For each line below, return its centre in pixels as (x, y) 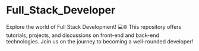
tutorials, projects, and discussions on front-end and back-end (83, 35)
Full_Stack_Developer (61, 10)
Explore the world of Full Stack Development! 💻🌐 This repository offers (94, 26)
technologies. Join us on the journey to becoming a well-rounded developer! (100, 41)
